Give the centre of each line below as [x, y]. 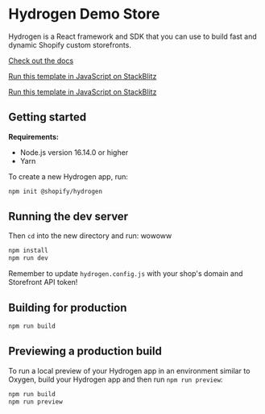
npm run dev [28, 258]
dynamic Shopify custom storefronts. [70, 44]
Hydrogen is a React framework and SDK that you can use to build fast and [133, 36]
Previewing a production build [85, 351]
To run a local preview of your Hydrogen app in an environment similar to [129, 370]
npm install [28, 251]
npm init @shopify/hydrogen [56, 191]
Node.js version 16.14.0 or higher [74, 152]
